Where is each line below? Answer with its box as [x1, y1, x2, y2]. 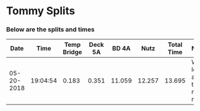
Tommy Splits [6, 4, 76, 18]
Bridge [62, 48, 82, 56]
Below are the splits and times [6, 26, 95, 34]
